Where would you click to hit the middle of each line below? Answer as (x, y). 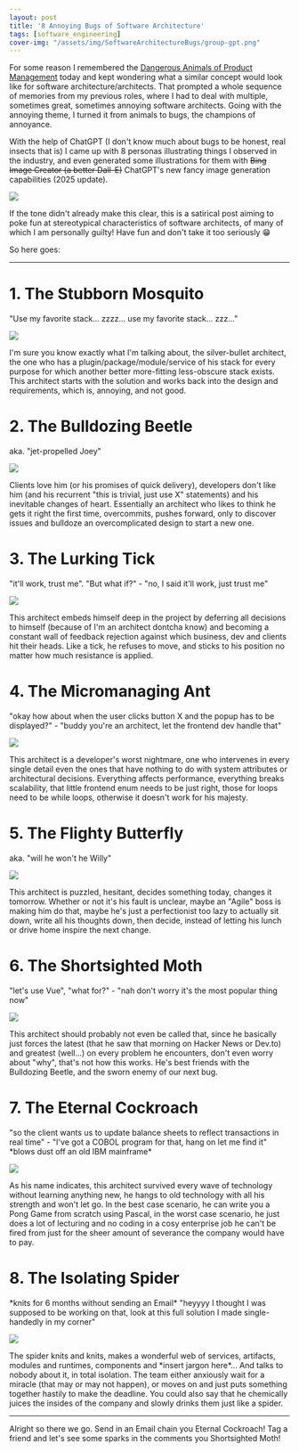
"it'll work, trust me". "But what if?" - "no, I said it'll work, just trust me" (139, 583)
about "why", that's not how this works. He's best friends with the (129, 1062)
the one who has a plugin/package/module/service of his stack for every (142, 363)
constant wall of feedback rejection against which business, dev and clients (148, 637)
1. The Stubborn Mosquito (107, 294)
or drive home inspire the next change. (80, 930)
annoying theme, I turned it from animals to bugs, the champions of (133, 115)
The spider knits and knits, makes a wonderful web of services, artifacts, (142, 1356)
